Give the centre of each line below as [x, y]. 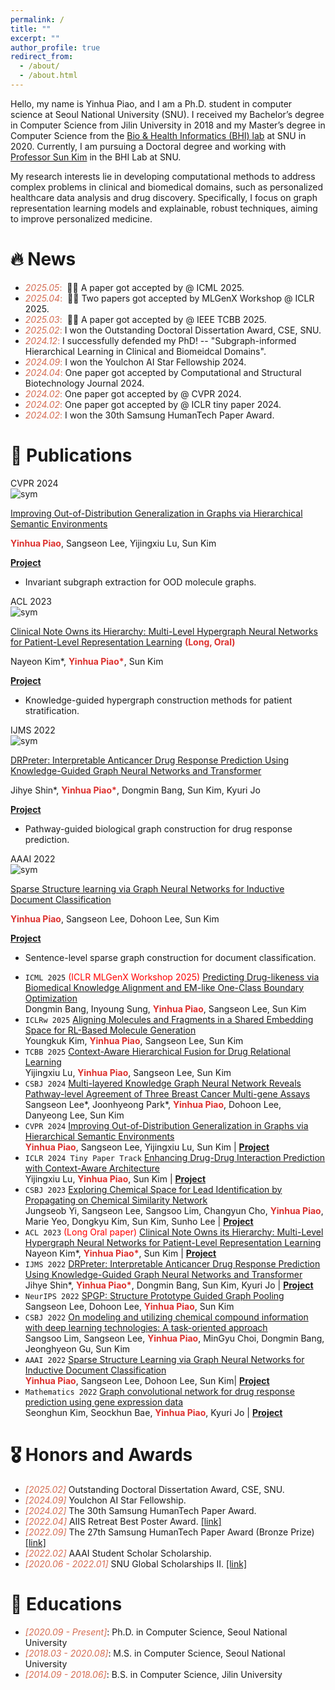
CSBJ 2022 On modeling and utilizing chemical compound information [166, 1317]
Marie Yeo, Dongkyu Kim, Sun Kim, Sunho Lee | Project [139, 1221]
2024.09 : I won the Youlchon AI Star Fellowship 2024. [135, 362]
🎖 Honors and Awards [101, 1454]
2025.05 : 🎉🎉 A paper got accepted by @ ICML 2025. [134, 287]
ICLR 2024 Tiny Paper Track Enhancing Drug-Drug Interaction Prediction [175, 1157]
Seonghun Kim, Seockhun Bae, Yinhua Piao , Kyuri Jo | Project [153, 1412]
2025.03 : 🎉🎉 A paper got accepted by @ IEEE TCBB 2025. [145, 319]
